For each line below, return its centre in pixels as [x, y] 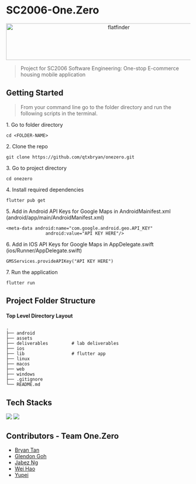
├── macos [18, 364]
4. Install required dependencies [45, 189]
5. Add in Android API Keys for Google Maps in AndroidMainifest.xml [88, 211]
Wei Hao [25, 468]
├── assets [19, 339]
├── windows [20, 374]
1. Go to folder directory [35, 124]
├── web [16, 369]
